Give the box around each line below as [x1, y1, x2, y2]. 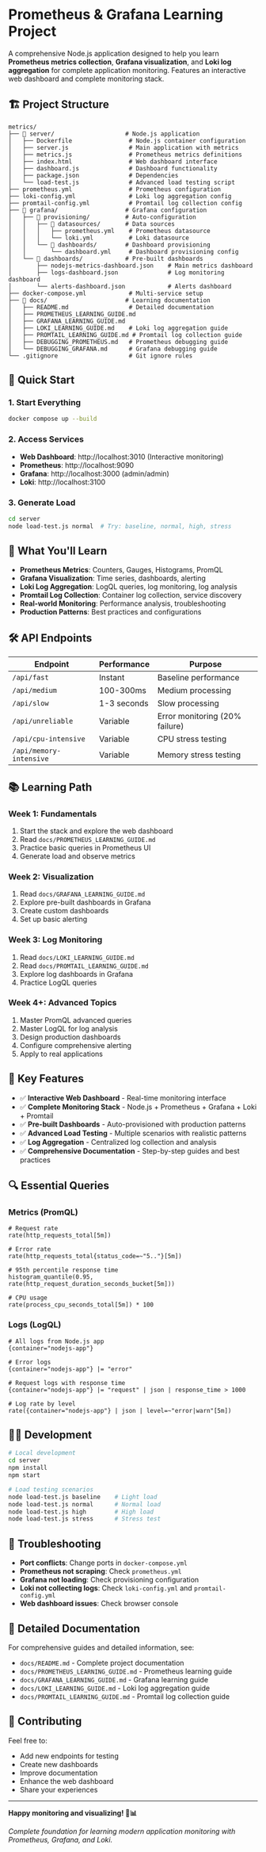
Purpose [189, 659, 222, 670]
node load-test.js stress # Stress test [8, 1515, 161, 1523]
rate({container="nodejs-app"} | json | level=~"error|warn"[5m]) [8, 1406, 232, 1414]
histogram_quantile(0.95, [8, 1273, 93, 1281]
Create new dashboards [19, 1759, 99, 1769]
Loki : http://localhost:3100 [19, 477, 106, 487]
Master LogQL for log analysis [19, 1024, 119, 1033]
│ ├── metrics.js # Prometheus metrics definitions [8, 151, 243, 159]
